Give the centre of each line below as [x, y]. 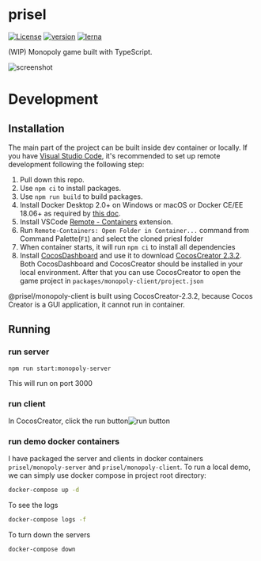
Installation [36, 128]
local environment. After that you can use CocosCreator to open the [130, 272]
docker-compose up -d [44, 490]
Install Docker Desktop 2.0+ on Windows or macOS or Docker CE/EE [131, 204]
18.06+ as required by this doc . [70, 213]
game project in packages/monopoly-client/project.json [112, 280]
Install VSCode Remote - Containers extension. [96, 221]
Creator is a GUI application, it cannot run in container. [97, 304]
